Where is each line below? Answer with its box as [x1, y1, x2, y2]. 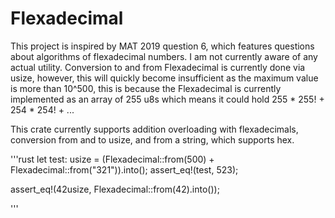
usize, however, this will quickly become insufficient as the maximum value [10, 72, 319, 84]
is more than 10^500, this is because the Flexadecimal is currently [10, 82, 282, 94]
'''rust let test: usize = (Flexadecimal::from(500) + [10, 153, 215, 165]
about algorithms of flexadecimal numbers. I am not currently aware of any [10, 50, 318, 62]
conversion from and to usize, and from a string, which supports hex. [10, 133, 295, 146]
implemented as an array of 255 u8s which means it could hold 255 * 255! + [10, 93, 325, 105]
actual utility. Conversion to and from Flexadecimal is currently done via [10, 61, 306, 73]
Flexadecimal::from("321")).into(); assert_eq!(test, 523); [10, 163, 239, 176]
